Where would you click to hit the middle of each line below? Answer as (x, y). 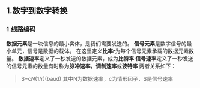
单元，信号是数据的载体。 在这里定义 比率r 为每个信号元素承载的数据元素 (100, 51)
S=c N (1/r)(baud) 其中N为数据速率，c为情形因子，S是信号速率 (97, 78)
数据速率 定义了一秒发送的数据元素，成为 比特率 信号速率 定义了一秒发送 (105, 58)
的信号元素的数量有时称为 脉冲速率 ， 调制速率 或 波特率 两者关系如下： (91, 66)
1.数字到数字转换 (37, 11)
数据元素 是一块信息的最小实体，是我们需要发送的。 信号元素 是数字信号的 (96, 43)
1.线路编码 (21, 29)
